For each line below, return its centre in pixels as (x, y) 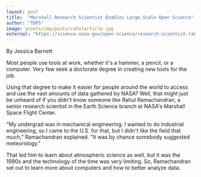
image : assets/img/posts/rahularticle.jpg (60, 28)
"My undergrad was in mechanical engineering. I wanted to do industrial (95, 124)
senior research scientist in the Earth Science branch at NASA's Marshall (96, 106)
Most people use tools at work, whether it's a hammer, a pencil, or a (90, 63)
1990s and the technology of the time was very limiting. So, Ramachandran (98, 161)
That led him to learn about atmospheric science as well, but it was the (93, 155)
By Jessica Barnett (29, 51)
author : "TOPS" (25, 23)
